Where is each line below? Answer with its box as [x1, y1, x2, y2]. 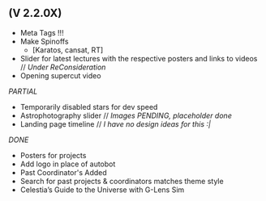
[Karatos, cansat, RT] [32, 44, 104, 55]
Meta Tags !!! [19, 27, 64, 37]
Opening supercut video [19, 70, 101, 80]
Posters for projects [19, 150, 87, 160]
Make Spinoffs [19, 36, 69, 46]
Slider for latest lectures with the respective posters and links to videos [19, 53, 258, 63]
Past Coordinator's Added [19, 167, 107, 177]
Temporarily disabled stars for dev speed [19, 102, 158, 111]
